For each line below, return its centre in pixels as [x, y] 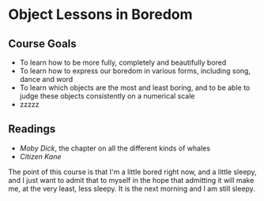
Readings [32, 129]
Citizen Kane [40, 156]
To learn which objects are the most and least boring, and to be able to [135, 87]
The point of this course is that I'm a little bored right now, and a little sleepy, [132, 172]
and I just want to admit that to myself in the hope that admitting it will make [131, 180]
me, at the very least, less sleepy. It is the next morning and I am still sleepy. [132, 188]
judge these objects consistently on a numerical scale [107, 96]
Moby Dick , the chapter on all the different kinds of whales [115, 148]
